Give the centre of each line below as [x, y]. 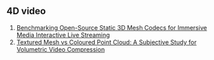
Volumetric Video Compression [61, 49]
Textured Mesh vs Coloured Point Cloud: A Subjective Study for [106, 42]
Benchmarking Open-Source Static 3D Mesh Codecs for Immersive [111, 27]
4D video [26, 11]
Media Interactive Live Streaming [63, 35]
